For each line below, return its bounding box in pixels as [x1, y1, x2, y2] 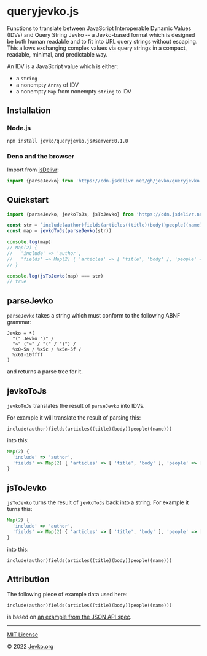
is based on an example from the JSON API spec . [7, 613, 132, 620]
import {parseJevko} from [7, 178, 73, 184]
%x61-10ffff [12, 352, 44, 358]
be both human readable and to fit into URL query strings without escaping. [7, 37, 198, 45]
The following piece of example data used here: [7, 590, 128, 598]
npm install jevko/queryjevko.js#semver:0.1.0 [7, 138, 128, 144]
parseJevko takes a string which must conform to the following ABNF [7, 312, 181, 319]
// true [7, 278, 27, 285]
